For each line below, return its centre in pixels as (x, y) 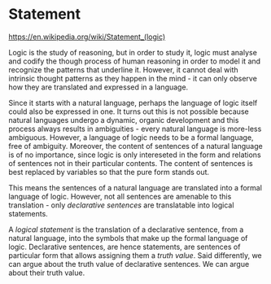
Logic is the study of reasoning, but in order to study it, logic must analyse (133, 52)
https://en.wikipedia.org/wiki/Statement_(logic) (87, 37)
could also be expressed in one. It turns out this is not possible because (129, 111)
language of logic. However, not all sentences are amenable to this (120, 196)
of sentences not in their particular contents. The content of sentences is (131, 163)
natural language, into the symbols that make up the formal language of (128, 238)
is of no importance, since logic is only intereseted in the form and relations (135, 155)
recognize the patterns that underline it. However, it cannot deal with (123, 69)
